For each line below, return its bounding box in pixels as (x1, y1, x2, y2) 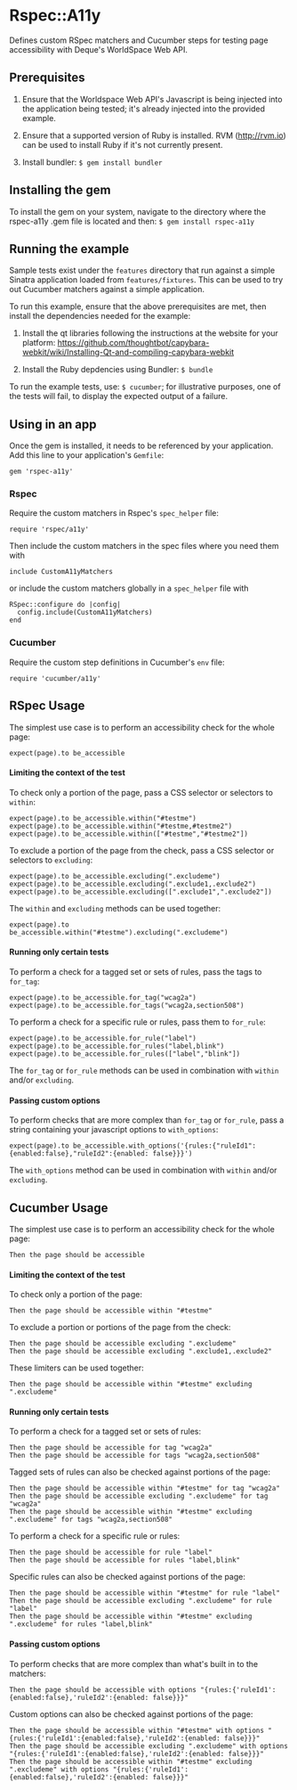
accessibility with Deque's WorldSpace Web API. (9, 44, 189, 54)
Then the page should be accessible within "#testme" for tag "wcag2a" (9, 1484, 280, 1493)
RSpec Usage (9, 699, 85, 714)
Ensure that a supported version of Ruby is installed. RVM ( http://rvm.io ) (21, 130, 286, 141)
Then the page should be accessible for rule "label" (9, 1548, 213, 1557)
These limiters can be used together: (9, 1362, 144, 1373)
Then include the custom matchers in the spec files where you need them (9, 541, 279, 552)
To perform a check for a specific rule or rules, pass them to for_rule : (9, 1017, 267, 1027)
